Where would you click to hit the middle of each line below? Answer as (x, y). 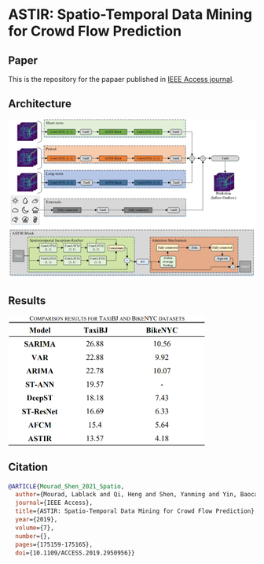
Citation (28, 468)
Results (27, 301)
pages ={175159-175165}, (54, 544)
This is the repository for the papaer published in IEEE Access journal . (121, 79)
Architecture (40, 104)
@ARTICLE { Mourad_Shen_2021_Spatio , (66, 486)
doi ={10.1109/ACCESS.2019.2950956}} (75, 553)
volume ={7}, (35, 528)
